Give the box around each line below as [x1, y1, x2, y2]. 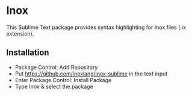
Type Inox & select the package [14, 83, 93, 90]
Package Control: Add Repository [14, 63, 98, 71]
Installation [6, 48, 49, 58]
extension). [6, 30, 34, 37]
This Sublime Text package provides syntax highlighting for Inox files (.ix [6, 24, 187, 31]
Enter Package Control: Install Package [14, 76, 112, 83]
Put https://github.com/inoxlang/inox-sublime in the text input [14, 70, 168, 77]
